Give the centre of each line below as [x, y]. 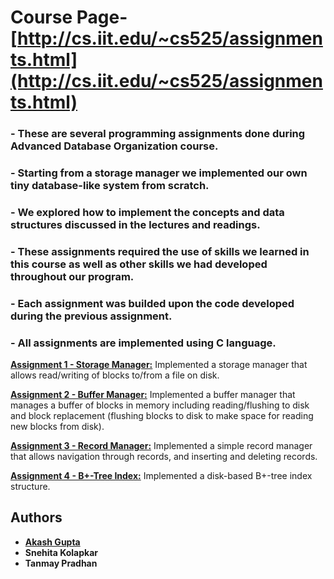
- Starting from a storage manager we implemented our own [159, 173]
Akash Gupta [52, 542]
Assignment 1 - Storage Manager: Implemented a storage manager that [159, 365]
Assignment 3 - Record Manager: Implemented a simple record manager [161, 446]
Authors [36, 517]
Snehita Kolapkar [61, 552]
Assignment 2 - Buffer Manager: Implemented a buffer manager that [153, 395]
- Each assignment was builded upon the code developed [152, 303]
